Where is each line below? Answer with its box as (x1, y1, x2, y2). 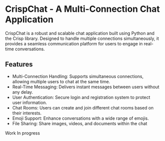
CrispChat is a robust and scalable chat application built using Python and (5, 30, 155, 36)
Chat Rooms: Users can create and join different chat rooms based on (12, 105, 154, 110)
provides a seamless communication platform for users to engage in (5, 40, 143, 46)
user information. (12, 100, 47, 106)
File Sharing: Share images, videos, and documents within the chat (12, 120, 147, 126)
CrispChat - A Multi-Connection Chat (5, 3, 160, 15)
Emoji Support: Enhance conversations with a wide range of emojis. (12, 115, 149, 121)
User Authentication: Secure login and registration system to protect (12, 94, 151, 100)
